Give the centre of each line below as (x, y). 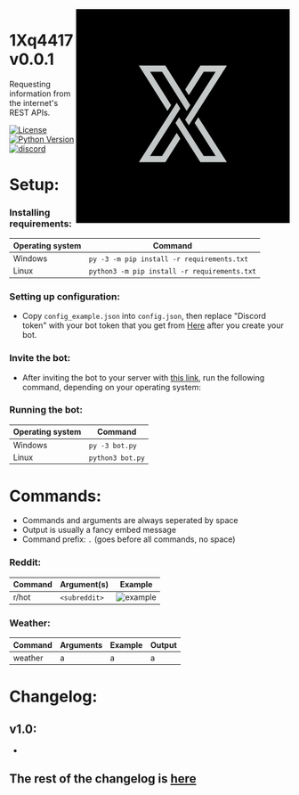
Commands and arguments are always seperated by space (130, 520)
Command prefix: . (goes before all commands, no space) (129, 539)
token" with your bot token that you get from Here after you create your (153, 325)
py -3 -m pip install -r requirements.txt (169, 259)
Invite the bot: (40, 358)
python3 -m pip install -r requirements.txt (172, 272)
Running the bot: (46, 410)
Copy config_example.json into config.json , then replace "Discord (144, 316)
